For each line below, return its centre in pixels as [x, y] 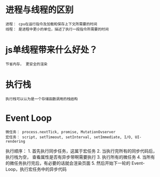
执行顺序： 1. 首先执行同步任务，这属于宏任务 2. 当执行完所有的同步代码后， [81, 151]
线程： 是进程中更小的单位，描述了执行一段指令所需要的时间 [57, 29]
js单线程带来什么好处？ [52, 50]
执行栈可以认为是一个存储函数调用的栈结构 [42, 99]
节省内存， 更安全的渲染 [26, 64]
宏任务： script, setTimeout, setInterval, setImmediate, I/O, [69, 137]
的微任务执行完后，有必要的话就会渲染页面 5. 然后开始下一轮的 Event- [75, 163]
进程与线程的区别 [40, 10]
